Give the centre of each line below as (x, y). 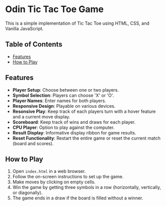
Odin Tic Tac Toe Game (55, 9)
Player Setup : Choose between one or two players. (66, 90)
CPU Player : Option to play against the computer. (63, 127)
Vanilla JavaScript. (24, 28)
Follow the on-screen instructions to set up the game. (68, 177)
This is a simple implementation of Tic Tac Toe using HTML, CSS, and (77, 23)
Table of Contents (34, 45)
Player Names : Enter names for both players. (59, 100)
